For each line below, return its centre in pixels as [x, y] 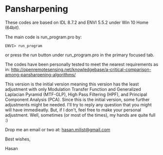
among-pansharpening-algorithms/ [40, 74]
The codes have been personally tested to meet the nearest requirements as [82, 64]
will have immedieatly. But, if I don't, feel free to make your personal [73, 110]
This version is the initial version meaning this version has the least [72, 84]
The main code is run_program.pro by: [43, 37]
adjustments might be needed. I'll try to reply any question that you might [78, 104]
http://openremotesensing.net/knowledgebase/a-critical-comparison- [81, 69]
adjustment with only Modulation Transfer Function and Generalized [73, 89]
